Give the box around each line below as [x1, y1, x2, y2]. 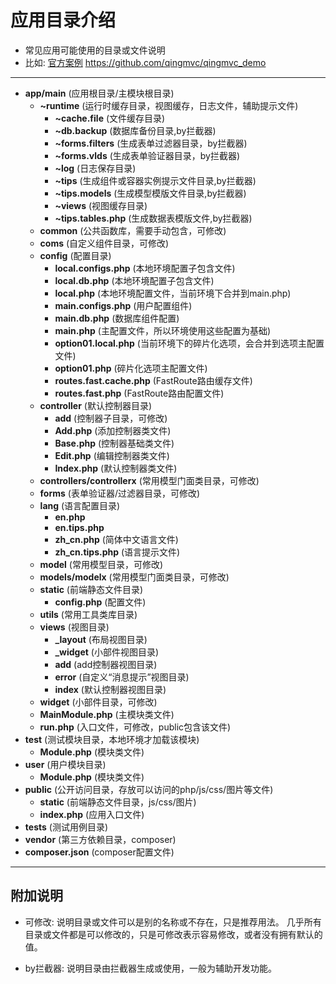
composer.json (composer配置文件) [24, 846, 175, 858]
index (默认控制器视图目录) [54, 683, 167, 695]
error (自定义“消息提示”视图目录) [54, 671, 190, 683]
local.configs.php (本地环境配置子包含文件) [54, 262, 236, 274]
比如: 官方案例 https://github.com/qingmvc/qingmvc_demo [24, 56, 267, 68]
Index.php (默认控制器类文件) [54, 462, 178, 474]
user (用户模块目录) [24, 758, 107, 770]
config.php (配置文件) [54, 596, 147, 608]
